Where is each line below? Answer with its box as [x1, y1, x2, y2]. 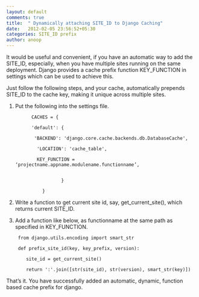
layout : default [6, 8, 47, 15]
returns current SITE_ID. [14, 205, 75, 212]
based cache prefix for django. [6, 284, 83, 290]
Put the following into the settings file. [14, 103, 110, 109]
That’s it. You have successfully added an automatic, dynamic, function [6, 277, 183, 284]
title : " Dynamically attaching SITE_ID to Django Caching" [6, 20, 163, 26]
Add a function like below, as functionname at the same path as [14, 217, 173, 224]
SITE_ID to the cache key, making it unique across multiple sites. [6, 91, 166, 98]
